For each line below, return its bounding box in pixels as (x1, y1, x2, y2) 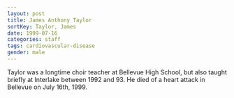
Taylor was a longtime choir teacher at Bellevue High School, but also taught (7, 67, 227, 76)
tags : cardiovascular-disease (7, 42, 96, 49)
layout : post (7, 10, 45, 17)
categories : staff (7, 36, 61, 43)
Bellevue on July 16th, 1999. (7, 83, 87, 91)
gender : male (7, 49, 45, 56)
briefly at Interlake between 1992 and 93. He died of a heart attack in (7, 75, 205, 83)
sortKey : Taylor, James (7, 23, 77, 30)
